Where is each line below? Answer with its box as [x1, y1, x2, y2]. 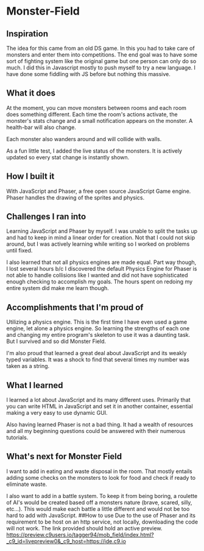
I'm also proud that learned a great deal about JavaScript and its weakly [6, 350, 187, 357]
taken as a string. [6, 362, 50, 370]
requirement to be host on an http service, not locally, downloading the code [6, 518, 199, 525]
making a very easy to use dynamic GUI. [6, 409, 108, 417]
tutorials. [6, 434, 29, 442]
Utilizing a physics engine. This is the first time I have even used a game [6, 318, 188, 326]
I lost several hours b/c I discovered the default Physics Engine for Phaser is [6, 265, 197, 272]
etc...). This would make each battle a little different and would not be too [6, 505, 190, 512]
